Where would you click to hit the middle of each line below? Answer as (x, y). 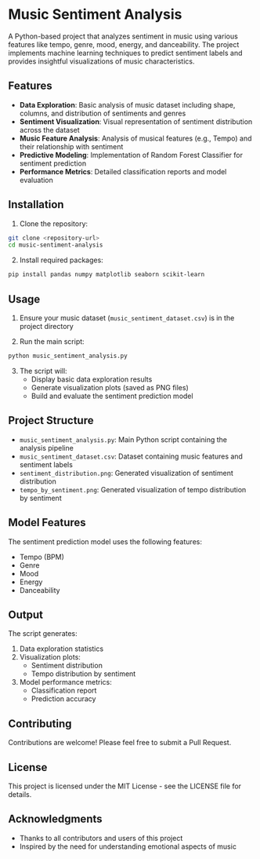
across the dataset (49, 130)
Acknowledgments (56, 819)
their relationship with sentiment (71, 146)
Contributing (40, 724)
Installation (36, 205)
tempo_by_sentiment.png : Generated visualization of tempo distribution (133, 489)
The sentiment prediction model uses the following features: (105, 541)
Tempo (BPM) (42, 557)
